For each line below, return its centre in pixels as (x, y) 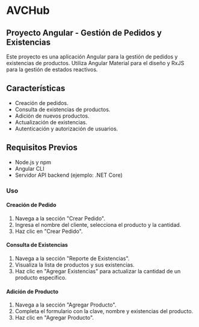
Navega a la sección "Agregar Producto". (66, 305)
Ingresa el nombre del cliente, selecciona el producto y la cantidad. (98, 224)
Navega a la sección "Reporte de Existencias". (72, 258)
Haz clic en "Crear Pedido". (49, 231)
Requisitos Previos (42, 148)
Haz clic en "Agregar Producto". (54, 318)
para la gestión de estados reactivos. (52, 69)
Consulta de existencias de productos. (63, 109)
